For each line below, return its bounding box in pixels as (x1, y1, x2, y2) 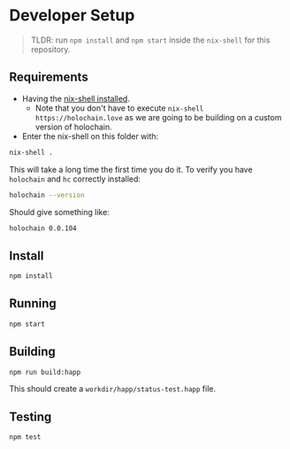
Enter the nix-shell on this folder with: (21, 130, 159, 142)
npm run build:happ (9, 368, 81, 376)
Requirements (9, 70, 88, 85)
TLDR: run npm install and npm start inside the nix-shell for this (30, 35, 271, 45)
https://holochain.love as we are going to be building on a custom (34, 112, 282, 122)
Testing (9, 409, 52, 424)
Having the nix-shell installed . (21, 93, 130, 104)
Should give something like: (9, 206, 111, 217)
